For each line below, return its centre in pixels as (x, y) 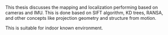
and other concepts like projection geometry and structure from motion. (81, 18)
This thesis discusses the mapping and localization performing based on (82, 7)
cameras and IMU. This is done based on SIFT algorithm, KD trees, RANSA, (84, 13)
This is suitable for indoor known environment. (54, 28)
